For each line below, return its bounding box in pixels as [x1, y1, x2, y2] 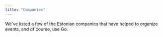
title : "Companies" [5, 7, 46, 12]
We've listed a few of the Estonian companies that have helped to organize [5, 21, 158, 27]
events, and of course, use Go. [5, 26, 68, 32]
